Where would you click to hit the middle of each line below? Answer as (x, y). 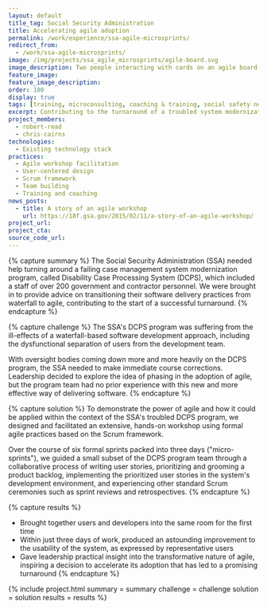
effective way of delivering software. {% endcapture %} (100, 393)
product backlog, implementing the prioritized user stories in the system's (129, 474)
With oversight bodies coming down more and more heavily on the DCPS (128, 359)
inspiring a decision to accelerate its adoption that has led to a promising (139, 565)
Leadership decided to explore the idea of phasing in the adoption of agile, (130, 376)
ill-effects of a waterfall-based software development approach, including (129, 335)
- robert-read (39, 127)
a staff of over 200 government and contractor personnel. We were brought (132, 286)
